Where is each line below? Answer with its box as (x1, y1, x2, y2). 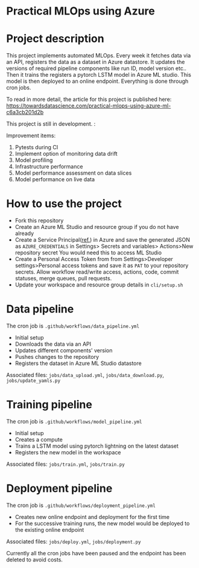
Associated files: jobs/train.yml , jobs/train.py (6, 460, 125, 468)
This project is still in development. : (6, 120, 96, 127)
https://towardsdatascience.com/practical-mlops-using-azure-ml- (6, 102, 171, 109)
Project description (6, 32, 104, 46)
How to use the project (6, 197, 122, 211)
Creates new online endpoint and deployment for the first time (14, 513, 170, 520)
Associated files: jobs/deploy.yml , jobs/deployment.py (6, 538, 141, 545)
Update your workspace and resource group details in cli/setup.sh (14, 281, 183, 288)
